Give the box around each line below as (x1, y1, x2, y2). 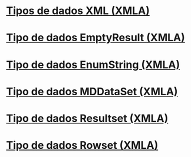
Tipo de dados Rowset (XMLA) (6, 139, 159, 152)
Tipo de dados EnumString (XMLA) (6, 58, 180, 71)
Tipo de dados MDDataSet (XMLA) (6, 85, 178, 98)
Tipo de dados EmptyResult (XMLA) (6, 31, 186, 45)
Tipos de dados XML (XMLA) (6, 4, 150, 18)
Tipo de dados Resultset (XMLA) (6, 112, 169, 125)
